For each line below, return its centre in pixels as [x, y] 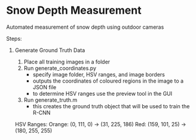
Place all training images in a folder [67, 62]
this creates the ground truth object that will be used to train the [111, 106]
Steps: [14, 38]
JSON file [45, 87]
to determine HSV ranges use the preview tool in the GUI [102, 93]
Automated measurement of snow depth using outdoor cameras [85, 27]
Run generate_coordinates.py [60, 68]
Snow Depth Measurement [74, 10]
